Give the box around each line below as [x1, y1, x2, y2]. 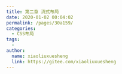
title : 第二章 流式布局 [6, 8, 59, 15]
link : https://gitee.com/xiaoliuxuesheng [11, 58, 117, 64]
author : [6, 48, 26, 54]
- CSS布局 [11, 31, 34, 37]
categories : [6, 25, 36, 32]
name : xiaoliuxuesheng [11, 53, 68, 59]
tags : [6, 36, 20, 42]
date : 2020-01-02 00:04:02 [6, 14, 74, 20]
